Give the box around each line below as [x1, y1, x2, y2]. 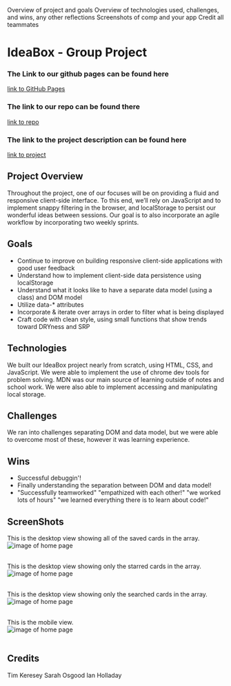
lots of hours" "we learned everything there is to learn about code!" [17, 496, 209, 504]
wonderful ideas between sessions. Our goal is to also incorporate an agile [7, 210, 219, 219]
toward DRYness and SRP [17, 322, 90, 330]
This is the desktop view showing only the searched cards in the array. [7, 589, 208, 598]
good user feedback [17, 263, 75, 272]
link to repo [7, 117, 39, 126]
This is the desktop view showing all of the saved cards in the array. [7, 534, 200, 542]
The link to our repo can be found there [7, 102, 140, 112]
